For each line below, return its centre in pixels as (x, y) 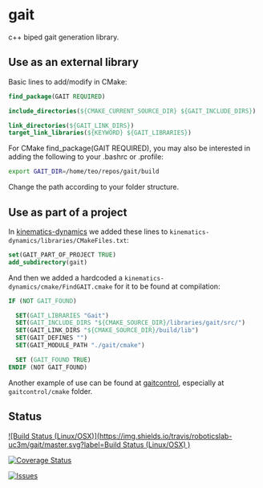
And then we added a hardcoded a (65, 277)
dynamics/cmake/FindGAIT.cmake (61, 287)
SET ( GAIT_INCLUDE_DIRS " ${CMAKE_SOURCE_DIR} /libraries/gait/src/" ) (131, 323)
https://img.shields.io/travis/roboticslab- (166, 436)
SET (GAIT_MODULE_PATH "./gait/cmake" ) (81, 346)
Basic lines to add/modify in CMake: (68, 81)
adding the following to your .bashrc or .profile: (86, 157)
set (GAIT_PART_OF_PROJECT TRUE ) (62, 255)
